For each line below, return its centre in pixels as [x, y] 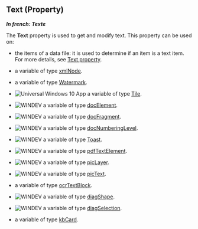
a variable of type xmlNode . [48, 71]
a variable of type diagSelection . [83, 208]
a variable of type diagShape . [79, 197]
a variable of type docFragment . [82, 116]
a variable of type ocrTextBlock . [53, 185]
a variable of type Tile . [114, 93]
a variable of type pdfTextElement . [85, 151]
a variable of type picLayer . [76, 162]
